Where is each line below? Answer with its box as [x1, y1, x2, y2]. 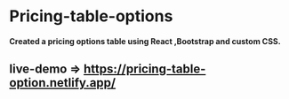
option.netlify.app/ [9, 75, 116, 90]
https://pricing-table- [83, 62, 206, 77]
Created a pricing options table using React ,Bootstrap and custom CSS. [9, 35, 282, 46]
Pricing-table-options [9, 6, 173, 27]
